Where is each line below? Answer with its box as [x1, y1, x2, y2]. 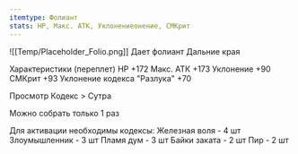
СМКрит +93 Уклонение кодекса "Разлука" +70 [9, 73, 192, 83]
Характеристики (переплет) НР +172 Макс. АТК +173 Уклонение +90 [9, 64, 271, 74]
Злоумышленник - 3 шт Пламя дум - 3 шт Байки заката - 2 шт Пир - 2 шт [9, 134, 289, 145]
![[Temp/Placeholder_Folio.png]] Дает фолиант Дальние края [9, 46, 241, 56]
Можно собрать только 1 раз [9, 107, 119, 118]
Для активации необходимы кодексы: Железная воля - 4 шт [9, 124, 241, 135]
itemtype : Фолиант [9, 13, 78, 22]
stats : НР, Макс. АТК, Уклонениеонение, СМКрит [9, 21, 191, 30]
